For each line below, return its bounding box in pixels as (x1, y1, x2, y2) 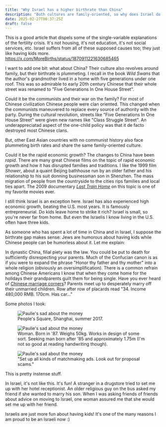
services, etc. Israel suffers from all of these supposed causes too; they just (5, 45, 160, 51)
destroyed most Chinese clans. (5, 127, 68, 134)
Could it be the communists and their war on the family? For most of (5, 96, 144, 102)
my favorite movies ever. (5, 189, 55, 195)
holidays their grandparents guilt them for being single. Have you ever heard (5, 275, 161, 281)
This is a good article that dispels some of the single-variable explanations (5, 35, 157, 41)
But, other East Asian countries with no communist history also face (5, 137, 144, 143)
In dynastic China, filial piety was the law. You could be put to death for (5, 249, 150, 255)
